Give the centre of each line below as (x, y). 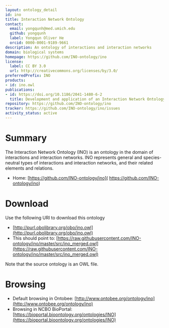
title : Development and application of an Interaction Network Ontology (88, 99)
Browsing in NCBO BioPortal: (42, 309)
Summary (26, 138)
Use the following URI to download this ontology (55, 217)
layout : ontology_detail (31, 10)
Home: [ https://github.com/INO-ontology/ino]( (60, 178)
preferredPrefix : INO (28, 76)
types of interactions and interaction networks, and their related (87, 162)
